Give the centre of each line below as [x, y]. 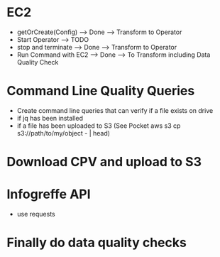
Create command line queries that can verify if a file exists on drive [115, 110]
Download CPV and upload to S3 [104, 162]
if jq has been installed [50, 118]
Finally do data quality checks [97, 243]
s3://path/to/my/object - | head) [64, 133]
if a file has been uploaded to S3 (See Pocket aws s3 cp [99, 126]
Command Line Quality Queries [101, 91]
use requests [36, 214]
